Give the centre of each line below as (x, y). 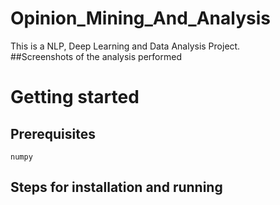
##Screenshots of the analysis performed (96, 56)
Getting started (75, 97)
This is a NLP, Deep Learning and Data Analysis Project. (125, 46)
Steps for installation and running (116, 187)
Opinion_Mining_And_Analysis (140, 18)
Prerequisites (53, 133)
